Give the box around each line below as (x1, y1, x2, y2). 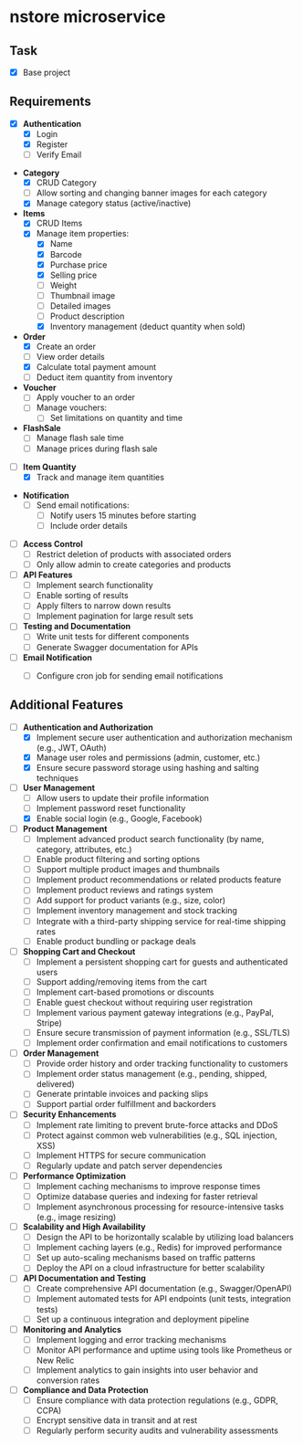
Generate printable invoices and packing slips (36, 1089, 209, 1100)
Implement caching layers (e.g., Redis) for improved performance (36, 1242, 283, 1253)
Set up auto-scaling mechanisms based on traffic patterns (36, 1252, 256, 1263)
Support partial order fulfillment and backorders (36, 1099, 216, 1110)
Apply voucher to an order (36, 392, 135, 403)
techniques (36, 772, 79, 783)
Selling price (49, 269, 98, 280)
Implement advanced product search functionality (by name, (36, 834, 265, 845)
